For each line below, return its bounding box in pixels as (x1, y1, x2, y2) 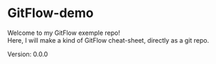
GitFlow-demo (7, 5, 94, 21)
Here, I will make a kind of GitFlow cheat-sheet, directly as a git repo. (7, 36, 210, 44)
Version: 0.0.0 (7, 50, 48, 58)
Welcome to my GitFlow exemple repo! (7, 28, 121, 37)
